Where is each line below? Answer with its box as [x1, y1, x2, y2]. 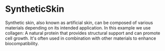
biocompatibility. [5, 40, 39, 46]
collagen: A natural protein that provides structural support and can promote [5, 30, 161, 36]
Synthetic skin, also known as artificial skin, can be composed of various [5, 20, 153, 25]
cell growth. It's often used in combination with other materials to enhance [5, 35, 157, 41]
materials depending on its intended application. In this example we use [5, 25, 151, 30]
